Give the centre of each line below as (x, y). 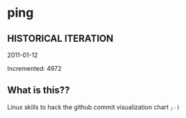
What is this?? (39, 91)
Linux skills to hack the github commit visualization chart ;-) (94, 107)
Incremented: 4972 (34, 68)
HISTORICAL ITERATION (60, 39)
